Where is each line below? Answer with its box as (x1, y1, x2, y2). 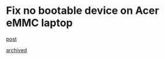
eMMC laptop (6, 16, 73, 30)
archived (6, 46, 27, 53)
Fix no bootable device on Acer (6, 4, 159, 17)
